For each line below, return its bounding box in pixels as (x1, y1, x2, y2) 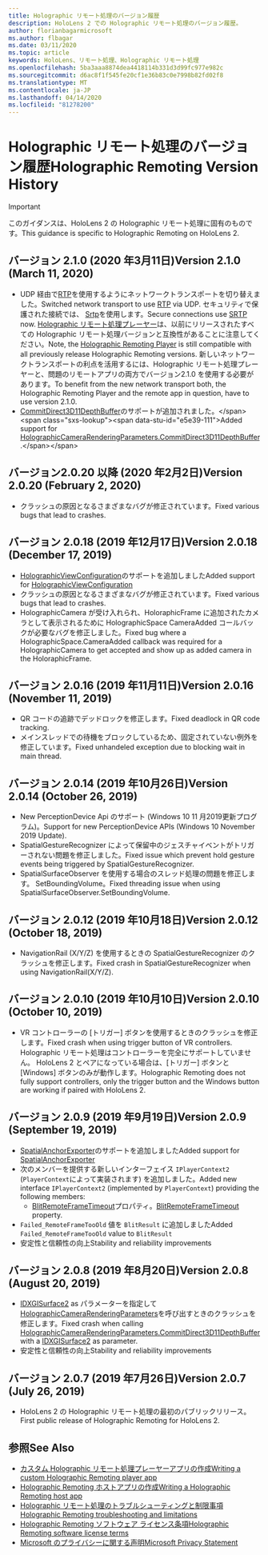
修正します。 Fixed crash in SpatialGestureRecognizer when (54, 957, 250, 968)
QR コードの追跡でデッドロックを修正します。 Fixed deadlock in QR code (19, 714, 260, 724)
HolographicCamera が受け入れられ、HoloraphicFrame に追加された (19, 607, 246, 617)
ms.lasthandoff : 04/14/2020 (8, 94, 102, 102)
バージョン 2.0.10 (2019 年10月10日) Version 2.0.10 (8, 993, 260, 1006)
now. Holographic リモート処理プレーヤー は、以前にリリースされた (19, 319, 242, 329)
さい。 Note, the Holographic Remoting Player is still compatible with (26, 339, 252, 349)
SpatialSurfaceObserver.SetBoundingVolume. (19, 888, 170, 897)
